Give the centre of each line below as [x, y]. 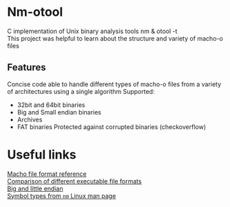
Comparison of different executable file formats [75, 181]
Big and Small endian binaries [59, 112]
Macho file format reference [47, 174]
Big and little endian [35, 188]
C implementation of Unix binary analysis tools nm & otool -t [92, 31]
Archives [30, 119]
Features [27, 67]
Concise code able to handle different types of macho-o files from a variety [114, 84]
